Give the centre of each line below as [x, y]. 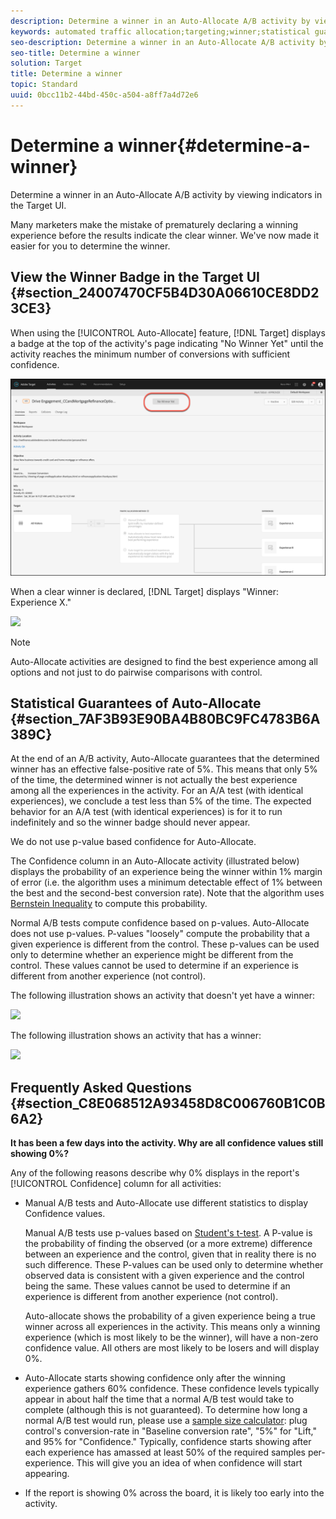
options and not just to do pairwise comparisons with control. [136, 672]
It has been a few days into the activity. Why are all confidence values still [167, 1143]
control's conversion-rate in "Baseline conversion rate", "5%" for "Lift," [170, 1431]
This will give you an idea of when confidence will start [189, 1463]
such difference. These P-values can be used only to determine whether [174, 1265]
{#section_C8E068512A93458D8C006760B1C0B [168, 1103]
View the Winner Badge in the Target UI [135, 277]
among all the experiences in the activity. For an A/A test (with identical [157, 791]
